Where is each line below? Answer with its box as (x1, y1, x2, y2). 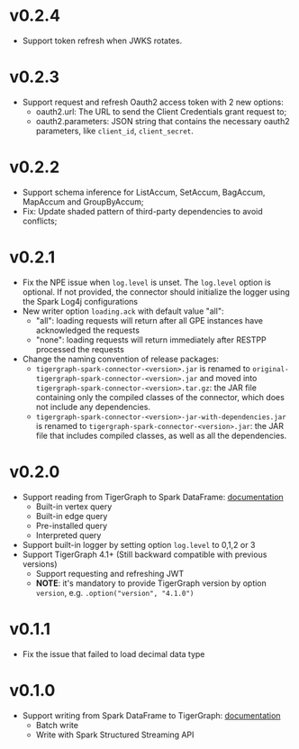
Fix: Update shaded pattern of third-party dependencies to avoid (22, 206, 263, 216)
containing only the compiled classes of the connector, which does (35, 391, 285, 402)
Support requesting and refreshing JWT (35, 568, 185, 579)
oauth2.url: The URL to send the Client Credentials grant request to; (35, 105, 287, 117)
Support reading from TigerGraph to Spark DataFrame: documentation (22, 491, 284, 502)
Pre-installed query (35, 520, 108, 531)
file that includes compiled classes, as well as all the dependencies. (35, 430, 287, 441)
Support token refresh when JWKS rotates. (22, 35, 183, 46)
